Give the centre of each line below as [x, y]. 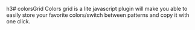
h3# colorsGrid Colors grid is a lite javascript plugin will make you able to [97, 9]
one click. [18, 21]
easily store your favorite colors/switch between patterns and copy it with [98, 15]
